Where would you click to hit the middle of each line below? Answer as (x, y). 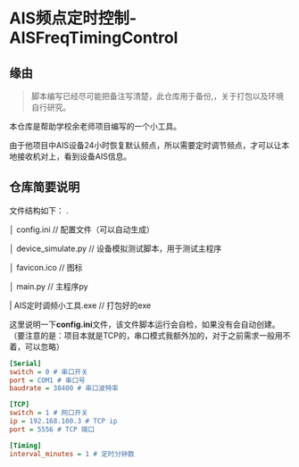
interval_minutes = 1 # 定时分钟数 (72, 454)
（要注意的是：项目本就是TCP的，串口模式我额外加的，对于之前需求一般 (142, 335)
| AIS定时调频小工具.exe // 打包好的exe (80, 305)
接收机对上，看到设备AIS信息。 (74, 156)
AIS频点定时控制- (73, 18)
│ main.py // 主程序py (49, 286)
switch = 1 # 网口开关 (49, 413)
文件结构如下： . (39, 210)
